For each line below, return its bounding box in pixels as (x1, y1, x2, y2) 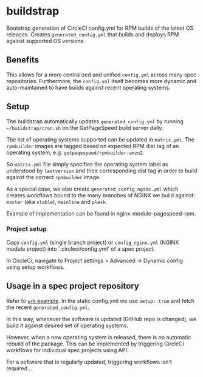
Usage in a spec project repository (6, 281, 140, 291)
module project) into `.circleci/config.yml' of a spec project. (6, 245, 155, 253)
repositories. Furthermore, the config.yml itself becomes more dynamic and (6, 77, 197, 84)
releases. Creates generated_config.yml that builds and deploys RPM (6, 30, 179, 38)
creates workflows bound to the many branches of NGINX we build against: (6, 191, 196, 199)
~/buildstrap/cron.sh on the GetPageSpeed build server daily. (6, 124, 163, 131)
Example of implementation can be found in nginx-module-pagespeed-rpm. (6, 209, 196, 217)
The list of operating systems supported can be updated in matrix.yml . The (6, 135, 195, 143)
